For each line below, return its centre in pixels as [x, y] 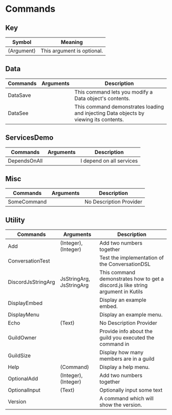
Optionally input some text [131, 390]
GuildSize [19, 356]
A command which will [126, 399]
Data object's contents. [102, 98]
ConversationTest [29, 261]
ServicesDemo [29, 138]
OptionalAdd [23, 379]
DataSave [19, 95]
